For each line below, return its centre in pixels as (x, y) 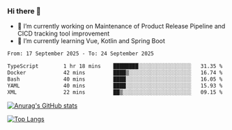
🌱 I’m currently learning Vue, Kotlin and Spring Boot (91, 41)
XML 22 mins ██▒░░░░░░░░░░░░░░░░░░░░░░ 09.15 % (115, 92)
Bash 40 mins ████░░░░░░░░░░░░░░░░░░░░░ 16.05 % (115, 79)
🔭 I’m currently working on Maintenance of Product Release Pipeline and (121, 26)
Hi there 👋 (24, 11)
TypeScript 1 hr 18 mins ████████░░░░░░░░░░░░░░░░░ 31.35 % (115, 66)
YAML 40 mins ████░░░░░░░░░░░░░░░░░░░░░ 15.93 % (115, 86)
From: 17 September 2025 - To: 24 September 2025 (81, 54)
